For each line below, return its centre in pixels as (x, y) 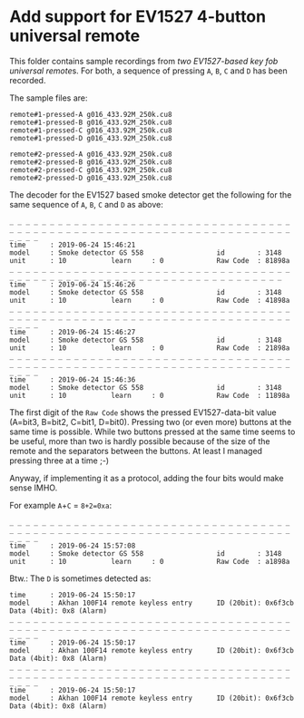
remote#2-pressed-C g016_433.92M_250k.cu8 (91, 170)
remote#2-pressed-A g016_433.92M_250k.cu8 (91, 154)
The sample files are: (49, 98)
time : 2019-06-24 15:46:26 (73, 284)
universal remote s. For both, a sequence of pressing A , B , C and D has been (148, 71)
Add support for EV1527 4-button (137, 17)
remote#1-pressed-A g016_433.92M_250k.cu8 (91, 114)
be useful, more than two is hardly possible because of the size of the (140, 441)
